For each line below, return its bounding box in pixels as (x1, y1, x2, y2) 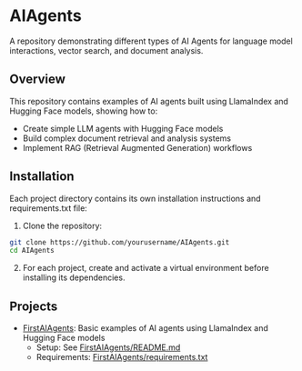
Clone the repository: (22, 220, 103, 231)
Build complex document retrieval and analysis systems (22, 133, 232, 144)
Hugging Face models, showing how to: (9, 105, 158, 116)
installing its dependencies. (22, 272, 126, 283)
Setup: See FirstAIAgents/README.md (35, 342, 181, 353)
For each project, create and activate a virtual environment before (22, 263, 270, 274)
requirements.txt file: (9, 202, 88, 214)
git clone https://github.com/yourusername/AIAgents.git (9, 237, 230, 246)
